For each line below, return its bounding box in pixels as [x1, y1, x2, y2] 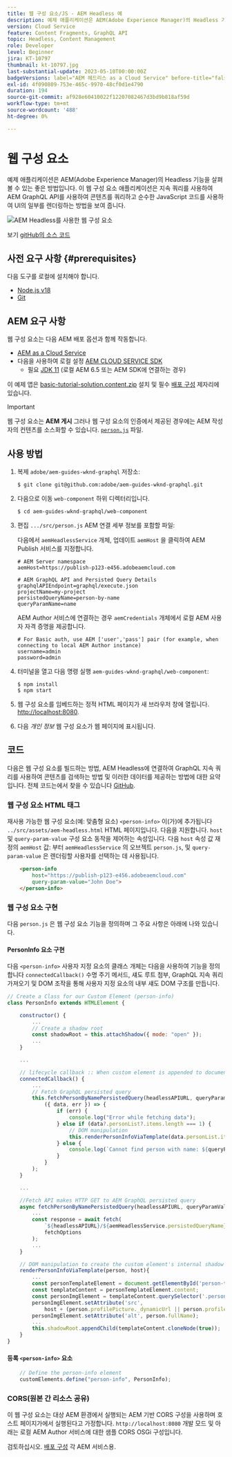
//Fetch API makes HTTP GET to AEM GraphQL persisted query [19, 1197, 196, 1204]
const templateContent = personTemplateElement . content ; [32, 1287, 199, 1294]
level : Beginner [7, 49, 54, 56]
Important [7, 402, 35, 411]
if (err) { [56, 1108, 88, 1115]
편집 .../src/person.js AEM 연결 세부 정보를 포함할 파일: [17, 521, 175, 529]
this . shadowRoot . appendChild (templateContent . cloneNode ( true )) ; [32, 1325, 221, 1332]
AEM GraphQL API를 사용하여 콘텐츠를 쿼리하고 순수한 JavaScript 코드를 [7, 192, 206, 201]
